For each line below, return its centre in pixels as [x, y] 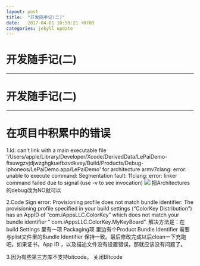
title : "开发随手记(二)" [36, 17]
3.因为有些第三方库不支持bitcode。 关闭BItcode [65, 257]
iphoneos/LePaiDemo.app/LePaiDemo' [54, 169]
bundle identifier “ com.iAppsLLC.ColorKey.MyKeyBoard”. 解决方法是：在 [96, 222]
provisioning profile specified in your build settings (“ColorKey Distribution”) [99, 209]
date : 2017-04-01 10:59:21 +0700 [50, 23]
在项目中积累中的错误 [59, 133]
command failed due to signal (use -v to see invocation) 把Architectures [98, 183]
